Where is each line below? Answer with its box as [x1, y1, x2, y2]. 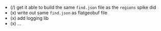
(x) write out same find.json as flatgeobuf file [10, 10, 107, 16]
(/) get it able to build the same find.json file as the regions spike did [10, 5, 156, 10]
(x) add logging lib [10, 15, 49, 21]
